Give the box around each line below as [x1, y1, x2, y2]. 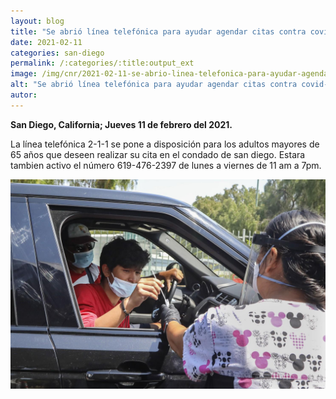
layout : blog [10, 16, 65, 26]
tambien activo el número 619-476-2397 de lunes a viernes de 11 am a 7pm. [10, 159, 322, 171]
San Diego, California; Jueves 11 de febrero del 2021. [10, 118, 233, 130]
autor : [10, 90, 38, 100]
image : [10, 69, 38, 79]
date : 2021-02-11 [10, 37, 83, 47]
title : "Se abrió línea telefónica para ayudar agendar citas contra [10, 26, 307, 37]
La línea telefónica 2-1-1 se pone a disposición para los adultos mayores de [10, 138, 320, 150]
